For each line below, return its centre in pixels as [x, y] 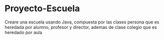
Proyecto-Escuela [42, 9]
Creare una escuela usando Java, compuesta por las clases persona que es [82, 22]
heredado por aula [24, 32]
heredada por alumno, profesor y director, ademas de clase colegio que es [81, 27]
